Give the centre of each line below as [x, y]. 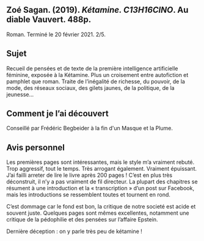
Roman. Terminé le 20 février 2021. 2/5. [56, 34]
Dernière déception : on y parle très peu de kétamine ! [74, 231]
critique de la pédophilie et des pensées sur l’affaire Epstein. [82, 220]
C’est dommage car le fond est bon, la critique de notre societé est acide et [101, 207]
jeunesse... [20, 94]
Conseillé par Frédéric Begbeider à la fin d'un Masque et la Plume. [89, 128]
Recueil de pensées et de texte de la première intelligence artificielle [92, 68]
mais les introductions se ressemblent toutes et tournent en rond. [89, 195]
